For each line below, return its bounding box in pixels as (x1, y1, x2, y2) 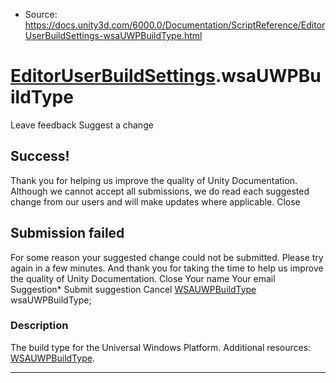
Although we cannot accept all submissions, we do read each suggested (10, 185, 310, 197)
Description (10, 319, 69, 333)
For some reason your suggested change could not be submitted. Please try (10, 251, 324, 263)
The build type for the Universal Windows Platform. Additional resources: (10, 341, 312, 353)
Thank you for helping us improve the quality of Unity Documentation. (10, 174, 298, 186)
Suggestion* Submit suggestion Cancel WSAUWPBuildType (10, 283, 257, 295)
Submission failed (10, 225, 125, 242)
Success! (10, 148, 70, 165)
